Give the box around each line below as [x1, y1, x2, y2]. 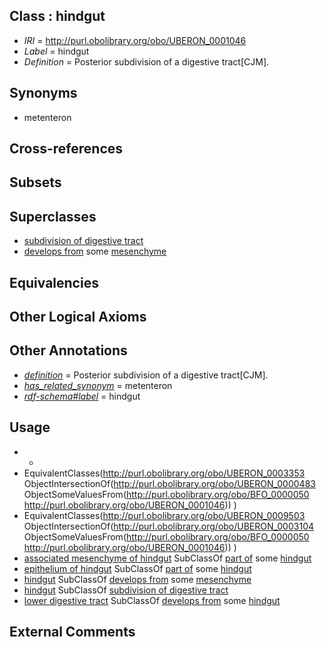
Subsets [9, 174, 62, 191]
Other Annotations [9, 342, 128, 359]
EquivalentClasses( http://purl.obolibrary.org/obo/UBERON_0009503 [23, 509, 306, 521]
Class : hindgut [9, 8, 106, 25]
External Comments [9, 624, 136, 641]
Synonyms [9, 85, 78, 102]
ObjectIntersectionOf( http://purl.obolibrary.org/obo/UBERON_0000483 [23, 477, 316, 489]
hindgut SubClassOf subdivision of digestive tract [23, 584, 229, 596]
